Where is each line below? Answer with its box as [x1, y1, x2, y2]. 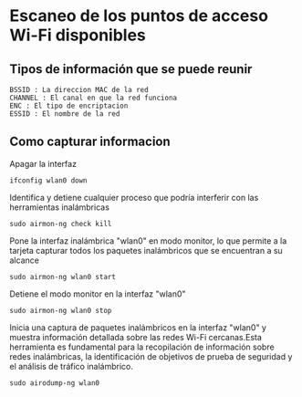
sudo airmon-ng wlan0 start [9, 272, 117, 281]
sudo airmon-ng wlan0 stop [9, 306, 112, 315]
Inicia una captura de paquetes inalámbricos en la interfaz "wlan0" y [9, 321, 267, 333]
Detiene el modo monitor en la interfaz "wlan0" [9, 288, 186, 299]
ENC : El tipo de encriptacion [9, 101, 129, 110]
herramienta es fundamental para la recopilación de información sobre [9, 341, 276, 352]
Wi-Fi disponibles [9, 25, 146, 46]
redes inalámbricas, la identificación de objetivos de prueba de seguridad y [9, 350, 293, 361]
